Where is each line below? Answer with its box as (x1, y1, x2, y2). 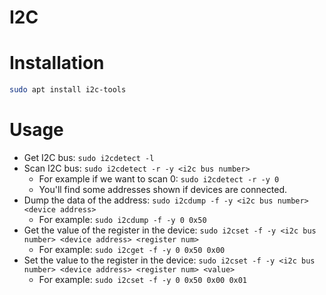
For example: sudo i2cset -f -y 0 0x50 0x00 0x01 (38, 273, 248, 285)
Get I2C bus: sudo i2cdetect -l (23, 151, 155, 163)
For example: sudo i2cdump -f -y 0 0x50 (38, 213, 207, 225)
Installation (9, 52, 105, 75)
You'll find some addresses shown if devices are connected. (38, 183, 288, 195)
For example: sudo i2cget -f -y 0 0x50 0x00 (38, 243, 226, 255)
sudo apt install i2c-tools (9, 85, 127, 95)
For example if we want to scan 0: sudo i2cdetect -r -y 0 (38, 172, 280, 185)
